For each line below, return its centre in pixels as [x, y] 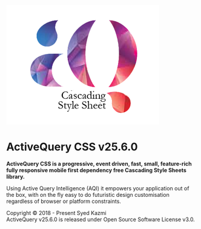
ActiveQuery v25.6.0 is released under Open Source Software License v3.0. [100, 219]
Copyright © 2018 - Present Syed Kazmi [57, 213]
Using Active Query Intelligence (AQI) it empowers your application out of [98, 188]
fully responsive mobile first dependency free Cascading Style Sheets [96, 170]
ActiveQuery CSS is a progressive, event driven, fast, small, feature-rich [99, 164]
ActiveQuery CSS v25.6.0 [72, 147]
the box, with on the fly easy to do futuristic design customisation [88, 194]
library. [16, 176]
